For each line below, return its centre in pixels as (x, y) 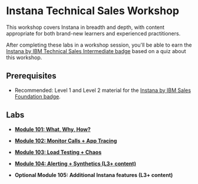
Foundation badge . (37, 96)
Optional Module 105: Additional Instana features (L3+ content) (94, 175)
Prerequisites (31, 76)
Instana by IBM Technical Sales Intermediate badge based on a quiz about (96, 51)
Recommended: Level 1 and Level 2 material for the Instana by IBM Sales (103, 90)
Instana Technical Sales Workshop (93, 11)
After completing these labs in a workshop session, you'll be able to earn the (99, 45)
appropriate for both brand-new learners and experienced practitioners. (93, 33)
